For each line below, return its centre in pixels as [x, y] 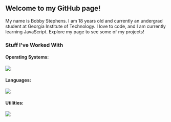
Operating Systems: [27, 57]
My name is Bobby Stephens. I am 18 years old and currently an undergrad [84, 21]
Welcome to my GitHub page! [53, 8]
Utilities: [15, 103]
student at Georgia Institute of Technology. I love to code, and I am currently [86, 26]
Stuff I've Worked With [34, 45]
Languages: [18, 80]
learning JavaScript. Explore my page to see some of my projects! [75, 32]
